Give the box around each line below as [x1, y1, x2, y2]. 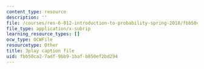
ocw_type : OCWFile [6, 37, 53, 43]
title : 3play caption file [6, 48, 75, 54]
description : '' [6, 14, 47, 20]
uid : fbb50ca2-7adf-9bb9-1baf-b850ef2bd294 [6, 53, 118, 59]
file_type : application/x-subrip [6, 25, 91, 32]
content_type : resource [6, 8, 67, 15]
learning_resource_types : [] [6, 31, 80, 37]
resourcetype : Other [6, 43, 59, 49]
